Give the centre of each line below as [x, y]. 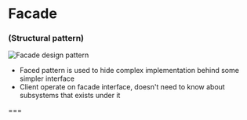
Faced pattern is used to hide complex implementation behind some [129, 71]
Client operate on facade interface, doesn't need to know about [122, 87]
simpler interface [47, 78]
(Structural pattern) [46, 38]
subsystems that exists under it [70, 96]
